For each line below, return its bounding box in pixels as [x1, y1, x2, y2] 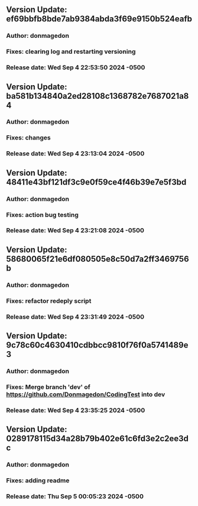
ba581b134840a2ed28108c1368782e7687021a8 [6, 91, 189, 101]
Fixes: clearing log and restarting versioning [6, 47, 136, 56]
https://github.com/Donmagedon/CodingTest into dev [6, 390, 165, 398]
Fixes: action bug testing [6, 210, 79, 219]
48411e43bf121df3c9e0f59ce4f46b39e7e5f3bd [6, 177, 187, 187]
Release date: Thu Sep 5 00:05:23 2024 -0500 [6, 492, 144, 500]
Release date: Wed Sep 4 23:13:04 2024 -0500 [6, 150, 145, 158]
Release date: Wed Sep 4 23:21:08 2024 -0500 [6, 226, 145, 235]
